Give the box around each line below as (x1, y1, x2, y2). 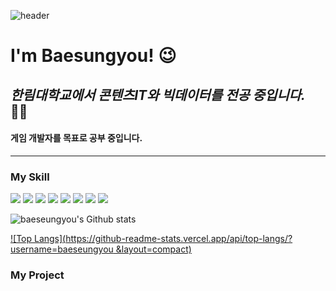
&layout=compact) (115, 243, 192, 255)
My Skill (10, 170, 50, 184)
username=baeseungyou (10, 243, 114, 255)
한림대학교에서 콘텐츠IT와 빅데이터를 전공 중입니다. (10, 86, 306, 104)
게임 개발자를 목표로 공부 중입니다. (10, 132, 143, 144)
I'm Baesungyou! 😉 (10, 45, 177, 67)
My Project (10, 268, 65, 282)
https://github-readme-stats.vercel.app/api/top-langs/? (65, 233, 293, 245)
